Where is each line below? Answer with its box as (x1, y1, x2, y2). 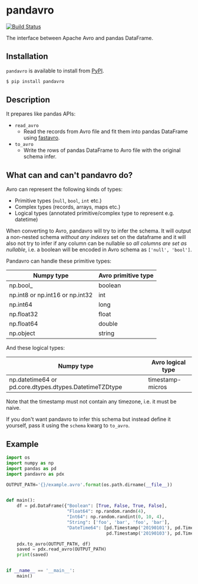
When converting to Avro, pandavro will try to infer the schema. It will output (6, 227, 192, 234)
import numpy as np (6, 460, 54, 466)
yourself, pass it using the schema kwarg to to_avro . (6, 422, 130, 429)
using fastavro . (23, 134, 60, 141)
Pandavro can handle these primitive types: (6, 257, 112, 265)
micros (148, 383, 167, 391)
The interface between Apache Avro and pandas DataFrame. (6, 34, 154, 41)
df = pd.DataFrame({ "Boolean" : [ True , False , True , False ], (16, 503, 167, 509)
